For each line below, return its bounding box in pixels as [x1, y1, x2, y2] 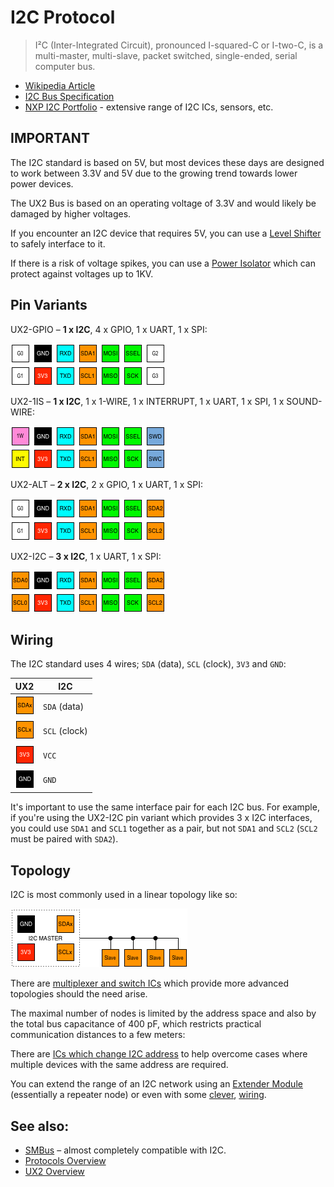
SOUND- [286, 395, 323, 407]
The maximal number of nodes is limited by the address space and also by [10, 1007, 317, 1020]
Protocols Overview [24, 1155, 107, 1166]
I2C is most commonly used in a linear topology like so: [10, 889, 238, 901]
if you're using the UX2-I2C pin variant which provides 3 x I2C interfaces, [10, 812, 313, 824]
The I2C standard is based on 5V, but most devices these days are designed [10, 156, 325, 168]
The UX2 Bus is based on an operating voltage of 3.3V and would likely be [10, 197, 317, 209]
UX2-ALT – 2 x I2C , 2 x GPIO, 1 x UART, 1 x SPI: [10, 478, 204, 490]
